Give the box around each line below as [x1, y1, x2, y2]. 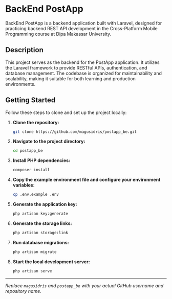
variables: [12, 182, 35, 188]
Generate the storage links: [12, 220, 73, 226]
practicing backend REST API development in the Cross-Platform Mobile [5, 25, 158, 31]
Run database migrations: [12, 239, 69, 245]
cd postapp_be [12, 148, 43, 153]
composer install [12, 167, 50, 173]
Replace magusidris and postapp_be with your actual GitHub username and [5, 282, 164, 289]
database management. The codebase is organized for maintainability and [5, 70, 162, 76]
